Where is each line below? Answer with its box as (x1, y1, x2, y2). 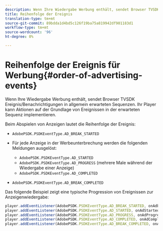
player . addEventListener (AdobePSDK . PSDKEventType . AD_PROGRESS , (5, 213, 136, 217)
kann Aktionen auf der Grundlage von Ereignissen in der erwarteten (5, 107, 140, 112)
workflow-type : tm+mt (5, 25, 49, 30)
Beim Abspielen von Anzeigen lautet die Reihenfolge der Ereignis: (5, 121, 136, 127)
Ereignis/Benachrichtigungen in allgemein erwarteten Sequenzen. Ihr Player (5, 101, 156, 107)
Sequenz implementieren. (5, 111, 57, 117)
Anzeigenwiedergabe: (5, 194, 49, 200)
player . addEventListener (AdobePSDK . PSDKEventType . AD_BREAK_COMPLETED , (5, 222, 151, 227)
